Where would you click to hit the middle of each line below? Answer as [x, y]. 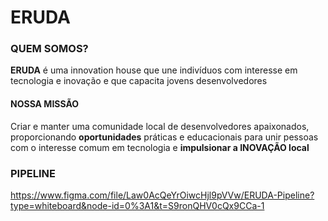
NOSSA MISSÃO [45, 104]
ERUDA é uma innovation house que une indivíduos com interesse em [154, 70]
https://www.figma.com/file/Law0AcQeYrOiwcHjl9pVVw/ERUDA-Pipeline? [162, 195]
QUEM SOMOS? [49, 49]
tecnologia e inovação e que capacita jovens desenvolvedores [139, 81]
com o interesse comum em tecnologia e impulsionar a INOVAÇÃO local [160, 147]
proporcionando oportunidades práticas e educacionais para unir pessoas [164, 137]
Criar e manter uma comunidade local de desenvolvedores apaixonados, [160, 126]
